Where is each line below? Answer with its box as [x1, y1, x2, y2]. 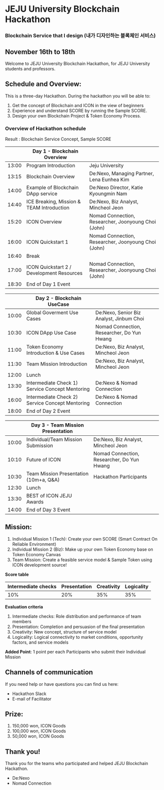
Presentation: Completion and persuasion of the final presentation [12, 624, 145, 630]
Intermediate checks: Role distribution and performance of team [12, 613, 142, 619]
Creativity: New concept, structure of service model [12, 629, 117, 634]
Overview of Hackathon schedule [5, 125, 86, 132]
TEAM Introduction [26, 204, 70, 211]
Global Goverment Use [26, 309, 79, 316]
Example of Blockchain [26, 184, 79, 191]
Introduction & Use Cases [26, 350, 85, 357]
